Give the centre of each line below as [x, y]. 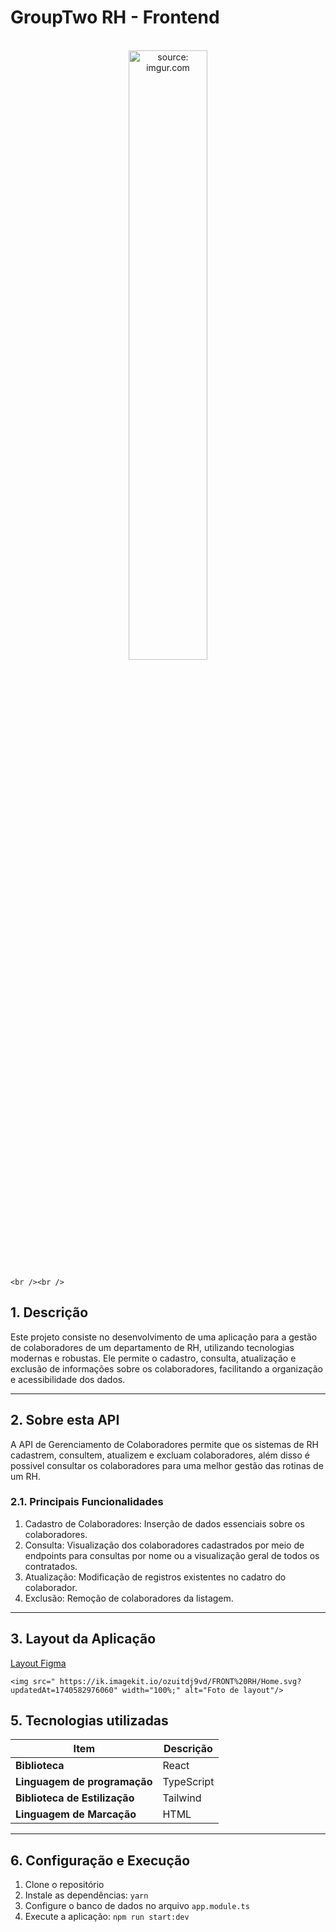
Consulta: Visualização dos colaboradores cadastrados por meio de [164, 1545]
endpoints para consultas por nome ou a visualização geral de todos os [172, 1555]
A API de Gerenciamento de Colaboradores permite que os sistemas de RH [164, 1444]
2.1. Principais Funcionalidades [87, 1502]
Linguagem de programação [84, 1782]
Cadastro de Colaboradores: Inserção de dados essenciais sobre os [164, 1523]
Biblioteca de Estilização [75, 1798]
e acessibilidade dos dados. [68, 1379]
